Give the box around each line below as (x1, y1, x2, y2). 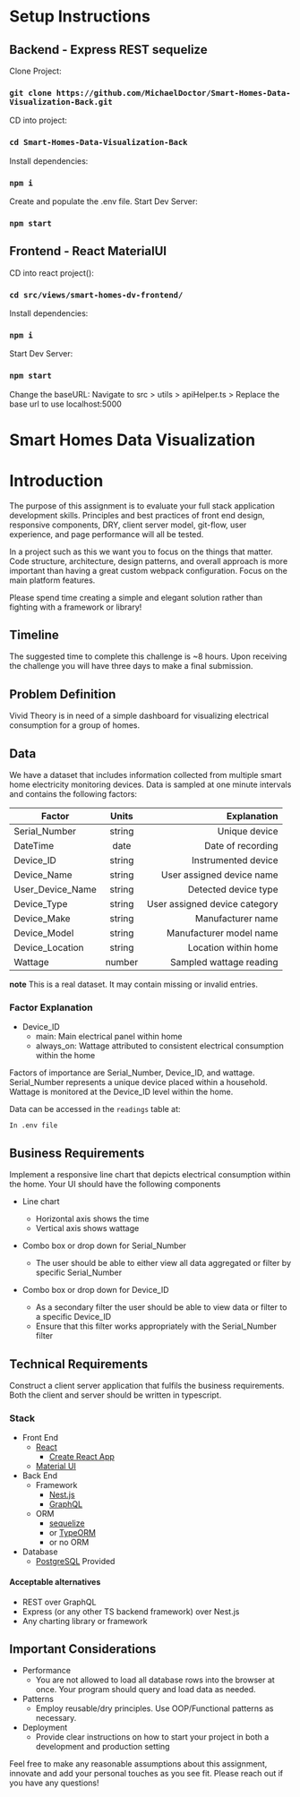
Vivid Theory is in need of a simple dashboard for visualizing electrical (9, 710, 269, 722)
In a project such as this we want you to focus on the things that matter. (9, 546, 273, 557)
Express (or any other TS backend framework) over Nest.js (21, 1605, 240, 1617)
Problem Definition (9, 687, 116, 702)
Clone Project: (9, 65, 62, 76)
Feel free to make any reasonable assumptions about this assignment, (9, 1758, 268, 1769)
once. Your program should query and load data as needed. (35, 1684, 257, 1695)
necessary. (35, 1713, 77, 1724)
